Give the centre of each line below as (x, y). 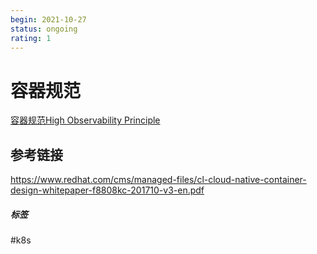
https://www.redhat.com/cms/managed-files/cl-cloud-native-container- (158, 180)
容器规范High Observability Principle (85, 120)
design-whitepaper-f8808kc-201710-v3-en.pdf (107, 190)
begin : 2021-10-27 (48, 19)
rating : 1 (31, 38)
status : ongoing (44, 29)
